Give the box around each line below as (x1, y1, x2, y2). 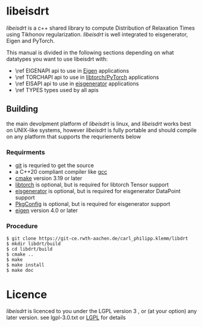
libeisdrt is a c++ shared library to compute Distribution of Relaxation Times (6, 24, 195, 31)
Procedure (6, 222, 38, 230)
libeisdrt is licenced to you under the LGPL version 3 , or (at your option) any (6, 308, 197, 315)
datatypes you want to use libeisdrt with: (6, 55, 108, 62)
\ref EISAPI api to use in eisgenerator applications (15, 80, 139, 87)
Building (6, 104, 38, 114)
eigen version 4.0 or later (15, 207, 78, 214)
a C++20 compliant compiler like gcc (15, 168, 108, 176)
